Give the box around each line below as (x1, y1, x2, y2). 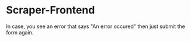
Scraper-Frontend (6, 3, 95, 17)
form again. (6, 29, 34, 36)
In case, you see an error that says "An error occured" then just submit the (6, 23, 185, 30)
